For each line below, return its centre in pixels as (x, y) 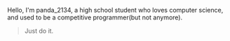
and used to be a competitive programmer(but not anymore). (95, 17)
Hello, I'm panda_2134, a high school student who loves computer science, (115, 10)
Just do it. (39, 31)
